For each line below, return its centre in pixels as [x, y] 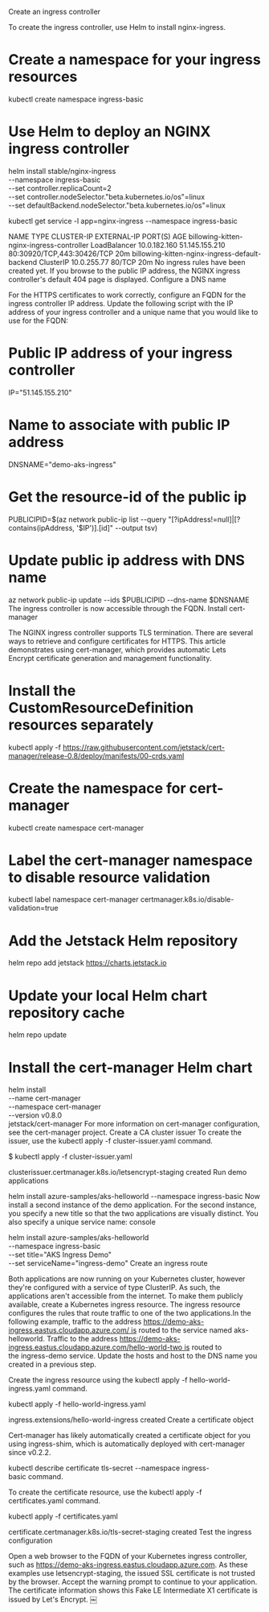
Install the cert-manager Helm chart [130, 1067]
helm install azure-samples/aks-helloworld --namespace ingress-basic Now [134, 1197]
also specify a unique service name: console [82, 1222]
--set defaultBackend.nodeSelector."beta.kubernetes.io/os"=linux [117, 205]
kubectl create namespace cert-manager [76, 828]
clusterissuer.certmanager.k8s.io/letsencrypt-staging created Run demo [128, 1172]
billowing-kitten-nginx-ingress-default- [197, 254]
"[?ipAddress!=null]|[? [204, 519]
